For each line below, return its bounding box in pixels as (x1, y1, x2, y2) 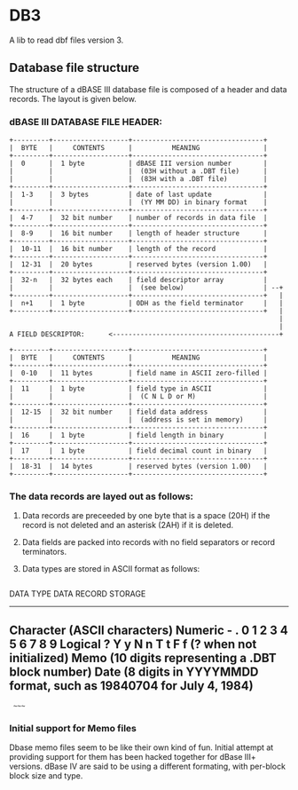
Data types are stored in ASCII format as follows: (21, 564, 200, 574)
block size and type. (9, 770, 83, 781)
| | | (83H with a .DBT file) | (9, 175, 268, 184)
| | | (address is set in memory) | (9, 415, 268, 424)
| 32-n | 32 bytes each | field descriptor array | (9, 276, 268, 285)
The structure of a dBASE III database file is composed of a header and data (9, 83, 287, 94)
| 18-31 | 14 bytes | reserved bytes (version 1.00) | (9, 462, 268, 471)
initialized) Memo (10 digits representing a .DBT (9, 650, 277, 666)
